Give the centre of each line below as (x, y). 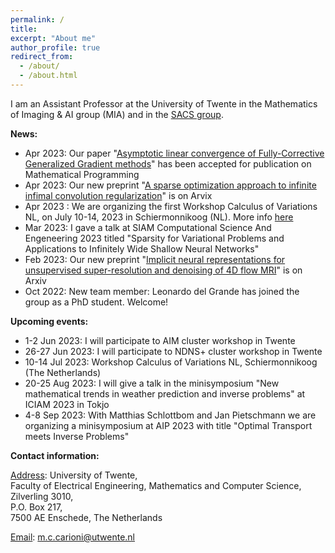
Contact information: (55, 455)
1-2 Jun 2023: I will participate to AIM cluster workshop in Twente (160, 340)
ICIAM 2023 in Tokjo (67, 404)
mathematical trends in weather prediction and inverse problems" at (165, 393)
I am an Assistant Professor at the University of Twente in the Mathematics (164, 103)
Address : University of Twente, (74, 475)
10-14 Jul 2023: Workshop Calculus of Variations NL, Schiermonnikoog (171, 362)
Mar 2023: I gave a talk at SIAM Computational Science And (148, 227)
